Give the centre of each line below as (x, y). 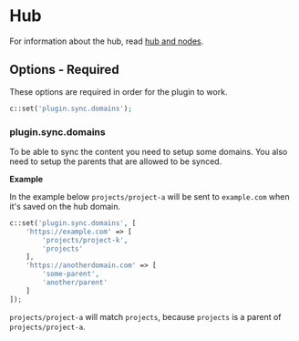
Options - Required (65, 70)
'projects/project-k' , (85, 240)
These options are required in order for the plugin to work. (119, 91)
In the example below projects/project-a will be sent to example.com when (149, 196)
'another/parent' (75, 283)
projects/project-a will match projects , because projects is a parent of (145, 316)
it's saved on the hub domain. (65, 206)
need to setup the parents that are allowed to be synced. (116, 161)
